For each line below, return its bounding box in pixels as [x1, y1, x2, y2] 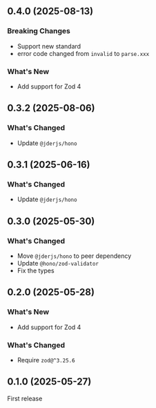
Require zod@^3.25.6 [17, 356, 75, 364]
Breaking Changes [7, 26, 71, 36]
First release [7, 394, 43, 402]
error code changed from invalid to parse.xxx [17, 49, 150, 57]
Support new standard [17, 41, 81, 50]
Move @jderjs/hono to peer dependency [17, 252, 132, 260]
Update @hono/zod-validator [17, 259, 99, 268]
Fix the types [17, 266, 55, 275]
